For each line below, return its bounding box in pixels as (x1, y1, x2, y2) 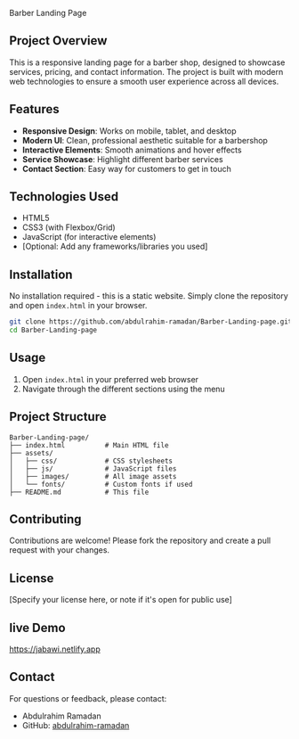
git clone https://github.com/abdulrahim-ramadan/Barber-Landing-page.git (9, 317, 293, 326)
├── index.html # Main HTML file (9, 440, 169, 449)
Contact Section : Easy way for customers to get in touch (21, 163, 231, 174)
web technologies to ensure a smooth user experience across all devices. (9, 76, 279, 86)
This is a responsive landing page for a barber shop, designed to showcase (9, 57, 286, 68)
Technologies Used (9, 189, 118, 204)
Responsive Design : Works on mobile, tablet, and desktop (21, 125, 237, 136)
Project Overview (9, 33, 108, 48)
